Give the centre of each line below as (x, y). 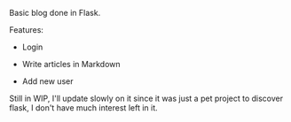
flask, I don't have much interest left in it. (83, 108)
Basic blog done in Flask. (55, 13)
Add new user (47, 81)
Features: (27, 30)
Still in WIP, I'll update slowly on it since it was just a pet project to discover (146, 98)
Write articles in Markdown (71, 64)
